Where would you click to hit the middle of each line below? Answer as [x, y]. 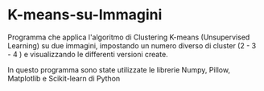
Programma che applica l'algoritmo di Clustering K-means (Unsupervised [129, 37]
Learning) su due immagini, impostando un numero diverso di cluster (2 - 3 [132, 45]
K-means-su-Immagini [85, 15]
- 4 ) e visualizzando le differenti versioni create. [88, 54]
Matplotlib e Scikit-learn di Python [64, 78]
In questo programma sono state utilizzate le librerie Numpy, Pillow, [119, 69]
